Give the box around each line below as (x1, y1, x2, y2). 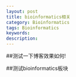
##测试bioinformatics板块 (6, 65, 68, 72)
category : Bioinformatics (6, 19, 70, 25)
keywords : (6, 30, 31, 36)
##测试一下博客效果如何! (6, 52, 66, 59)
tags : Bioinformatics (6, 24, 60, 31)
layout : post (6, 8, 38, 15)
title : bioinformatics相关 (6, 14, 71, 20)
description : (6, 36, 38, 41)
